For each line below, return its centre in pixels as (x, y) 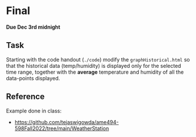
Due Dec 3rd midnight (33, 27)
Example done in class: (34, 111)
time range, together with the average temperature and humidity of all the (95, 72)
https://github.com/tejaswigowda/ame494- (66, 122)
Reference (25, 97)
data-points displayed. (33, 78)
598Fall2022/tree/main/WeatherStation (62, 128)
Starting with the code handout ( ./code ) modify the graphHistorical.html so (98, 59)
